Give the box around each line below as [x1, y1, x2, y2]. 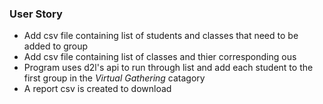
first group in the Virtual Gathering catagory [23, 72, 206, 84]
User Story [9, 7, 63, 21]
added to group [23, 40, 89, 52]
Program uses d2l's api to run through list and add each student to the [23, 62, 314, 74]
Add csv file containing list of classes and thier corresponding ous [23, 51, 297, 63]
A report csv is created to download [23, 83, 172, 95]
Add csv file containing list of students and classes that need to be [23, 30, 299, 42]
